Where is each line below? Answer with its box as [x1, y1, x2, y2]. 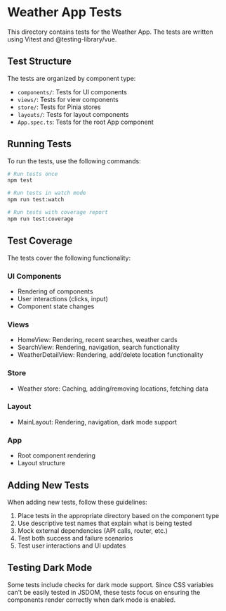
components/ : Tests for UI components [17, 87, 128, 96]
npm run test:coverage [7, 215, 74, 222]
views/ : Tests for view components [17, 95, 119, 103]
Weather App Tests [7, 4, 122, 20]
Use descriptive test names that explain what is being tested [17, 519, 192, 527]
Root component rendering [17, 451, 96, 460]
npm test [7, 177, 33, 184]
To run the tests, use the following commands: [7, 156, 142, 165]
